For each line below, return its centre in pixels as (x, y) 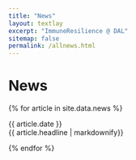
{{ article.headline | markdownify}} (66, 133)
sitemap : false (34, 38)
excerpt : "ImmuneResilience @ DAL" (68, 31)
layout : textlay (36, 23)
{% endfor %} (32, 148)
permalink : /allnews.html (52, 46)
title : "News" (32, 16)
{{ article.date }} (35, 124)
